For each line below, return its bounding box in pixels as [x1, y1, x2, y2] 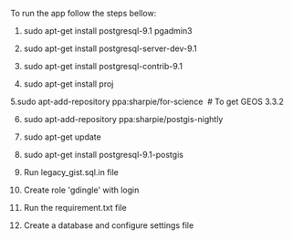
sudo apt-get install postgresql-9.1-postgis [23, 150, 183, 160]
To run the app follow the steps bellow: [10, 8, 157, 18]
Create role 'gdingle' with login [23, 184, 140, 195]
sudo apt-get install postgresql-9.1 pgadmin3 [23, 26, 193, 36]
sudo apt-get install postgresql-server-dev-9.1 [23, 43, 197, 54]
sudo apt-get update [23, 131, 101, 142]
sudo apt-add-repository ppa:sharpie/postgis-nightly [23, 114, 224, 124]
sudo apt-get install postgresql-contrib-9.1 [23, 61, 183, 71]
